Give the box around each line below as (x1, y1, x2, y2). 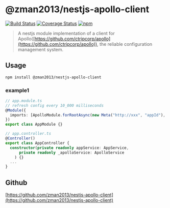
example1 (5, 86, 30, 94)
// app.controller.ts (5, 131, 52, 136)
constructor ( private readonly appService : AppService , (10, 145, 129, 151)
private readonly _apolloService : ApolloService (18, 150, 125, 155)
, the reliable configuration (96, 41, 153, 47)
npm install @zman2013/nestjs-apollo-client (5, 75, 102, 80)
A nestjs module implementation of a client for (17, 30, 115, 36)
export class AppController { (5, 140, 70, 145)
